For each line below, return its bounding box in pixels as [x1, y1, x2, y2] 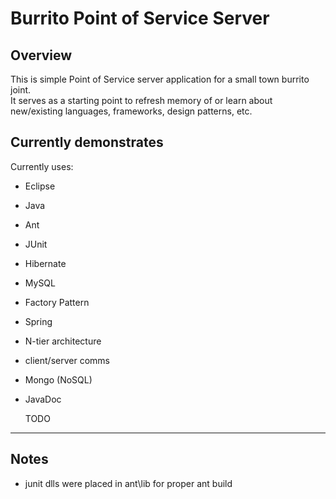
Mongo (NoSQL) [24, 373, 93, 386]
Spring [24, 315, 53, 327]
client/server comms [24, 354, 110, 366]
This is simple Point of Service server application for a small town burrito [10, 73, 310, 85]
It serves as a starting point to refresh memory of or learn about [10, 95, 273, 106]
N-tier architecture [24, 335, 102, 347]
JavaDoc [24, 393, 62, 405]
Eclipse [24, 180, 56, 192]
